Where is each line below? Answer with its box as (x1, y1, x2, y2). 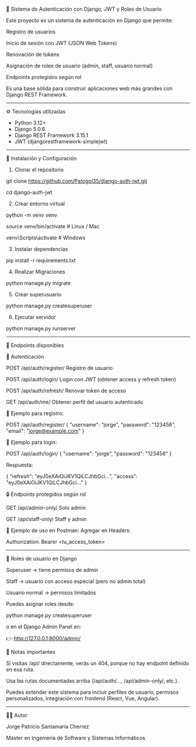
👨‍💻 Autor (6, 712, 28, 718)
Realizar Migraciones (14, 268, 65, 275)
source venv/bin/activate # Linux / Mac (6, 223, 100, 229)
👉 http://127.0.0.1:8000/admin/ (6, 635, 81, 642)
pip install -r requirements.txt (6, 257, 76, 263)
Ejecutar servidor (14, 314, 57, 320)
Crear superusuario (14, 291, 62, 298)
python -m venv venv (6, 211, 57, 218)
